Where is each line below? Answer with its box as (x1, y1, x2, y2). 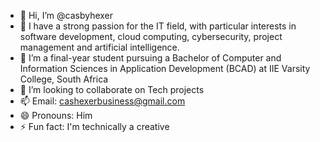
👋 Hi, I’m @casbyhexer (19, 10, 114, 21)
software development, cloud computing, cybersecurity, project (19, 31, 283, 42)
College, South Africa (19, 73, 109, 85)
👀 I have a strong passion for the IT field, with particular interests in (19, 20, 297, 32)
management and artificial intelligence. (19, 41, 180, 53)
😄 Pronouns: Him (19, 110, 93, 121)
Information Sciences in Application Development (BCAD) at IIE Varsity (19, 63, 311, 74)
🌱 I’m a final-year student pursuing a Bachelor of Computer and (19, 52, 282, 64)
